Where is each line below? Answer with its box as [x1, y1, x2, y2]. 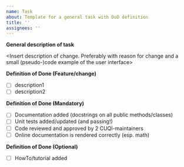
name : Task [6, 8, 33, 15]
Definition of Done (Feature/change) [6, 70, 97, 77]
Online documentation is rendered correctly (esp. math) [14, 131, 150, 138]
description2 [14, 88, 46, 95]
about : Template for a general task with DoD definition [6, 14, 149, 20]
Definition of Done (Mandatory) [6, 100, 84, 107]
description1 [14, 82, 45, 89]
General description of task [6, 41, 75, 48]
